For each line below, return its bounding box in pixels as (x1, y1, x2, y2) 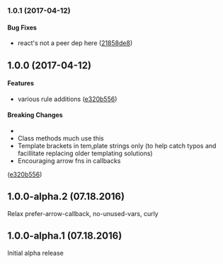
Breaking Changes (7, 111, 63, 119)
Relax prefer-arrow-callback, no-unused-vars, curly (7, 209, 159, 217)
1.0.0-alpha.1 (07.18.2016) (7, 230, 122, 242)
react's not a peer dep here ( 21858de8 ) (17, 39, 133, 47)
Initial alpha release (7, 248, 64, 257)
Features (7, 79, 34, 88)
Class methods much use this (17, 133, 104, 143)
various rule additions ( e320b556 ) (17, 95, 118, 103)
